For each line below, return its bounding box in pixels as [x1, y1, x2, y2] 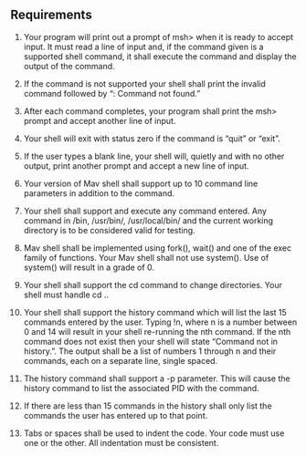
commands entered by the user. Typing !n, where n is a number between [23, 316, 298, 327]
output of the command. [23, 60, 115, 71]
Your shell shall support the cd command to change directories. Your [23, 279, 282, 290]
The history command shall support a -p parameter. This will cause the [23, 373, 290, 384]
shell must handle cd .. [23, 289, 109, 300]
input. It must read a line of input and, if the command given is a [23, 41, 264, 52]
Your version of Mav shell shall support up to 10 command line [23, 178, 259, 189]
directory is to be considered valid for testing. [23, 224, 195, 235]
